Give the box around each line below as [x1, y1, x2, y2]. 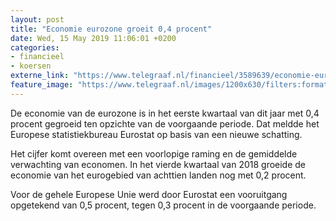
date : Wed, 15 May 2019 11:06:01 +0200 [10, 33, 177, 43]
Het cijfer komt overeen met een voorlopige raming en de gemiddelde [10, 147, 298, 160]
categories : [10, 42, 60, 53]
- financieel [10, 52, 65, 62]
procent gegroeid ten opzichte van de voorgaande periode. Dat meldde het [10, 117, 320, 130]
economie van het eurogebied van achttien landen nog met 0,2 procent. [10, 169, 307, 181]
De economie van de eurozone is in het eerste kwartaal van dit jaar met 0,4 [10, 107, 320, 119]
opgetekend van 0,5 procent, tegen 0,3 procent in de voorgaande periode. [10, 199, 317, 211]
